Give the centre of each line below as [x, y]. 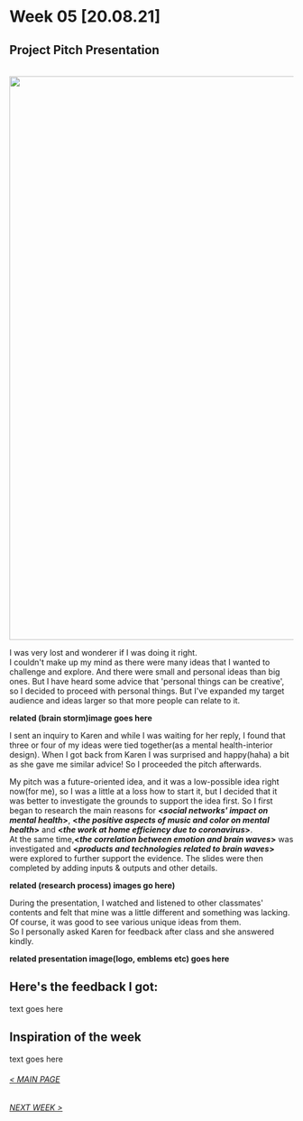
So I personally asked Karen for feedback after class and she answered [142, 932]
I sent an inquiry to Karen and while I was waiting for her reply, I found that [147, 735]
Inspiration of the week [75, 1038]
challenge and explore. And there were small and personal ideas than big [145, 672]
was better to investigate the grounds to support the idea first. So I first [141, 801]
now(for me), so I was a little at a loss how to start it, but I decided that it [143, 791]
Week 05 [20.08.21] [85, 17]
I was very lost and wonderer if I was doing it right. [103, 652]
